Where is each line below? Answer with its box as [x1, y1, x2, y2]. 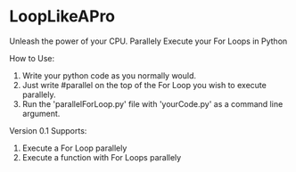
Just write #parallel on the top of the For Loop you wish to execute [21, 79, 267, 90]
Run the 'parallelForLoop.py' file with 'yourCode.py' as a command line [21, 98, 284, 109]
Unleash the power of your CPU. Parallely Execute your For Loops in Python [9, 36, 288, 46]
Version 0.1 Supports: [9, 125, 87, 135]
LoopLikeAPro [9, 6, 116, 27]
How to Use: [9, 53, 55, 63]
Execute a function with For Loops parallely [21, 152, 182, 162]
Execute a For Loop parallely [21, 143, 127, 153]
